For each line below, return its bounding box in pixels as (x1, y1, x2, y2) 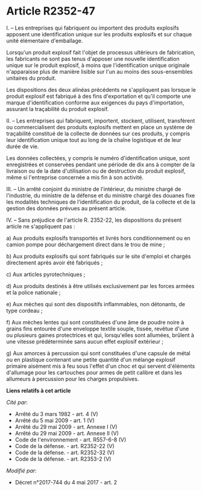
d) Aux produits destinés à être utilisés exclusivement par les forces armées (6, 282, 195, 289)
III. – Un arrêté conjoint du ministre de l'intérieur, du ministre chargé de (6, 185, 181, 193)
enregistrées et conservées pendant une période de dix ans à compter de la (6, 161, 195, 168)
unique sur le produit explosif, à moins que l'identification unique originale (6, 62, 190, 69)
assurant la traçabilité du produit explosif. (6, 105, 109, 112)
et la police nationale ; (6, 289, 62, 296)
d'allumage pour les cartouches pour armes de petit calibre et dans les (6, 368, 182, 376)
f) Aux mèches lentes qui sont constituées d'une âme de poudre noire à (6, 318, 185, 326)
